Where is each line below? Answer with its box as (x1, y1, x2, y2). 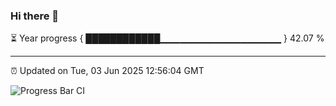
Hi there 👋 (10, 9, 60, 23)
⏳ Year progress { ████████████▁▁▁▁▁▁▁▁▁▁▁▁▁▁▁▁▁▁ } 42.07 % (10, 32, 325, 44)
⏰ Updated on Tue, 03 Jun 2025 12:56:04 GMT (10, 65, 205, 77)
